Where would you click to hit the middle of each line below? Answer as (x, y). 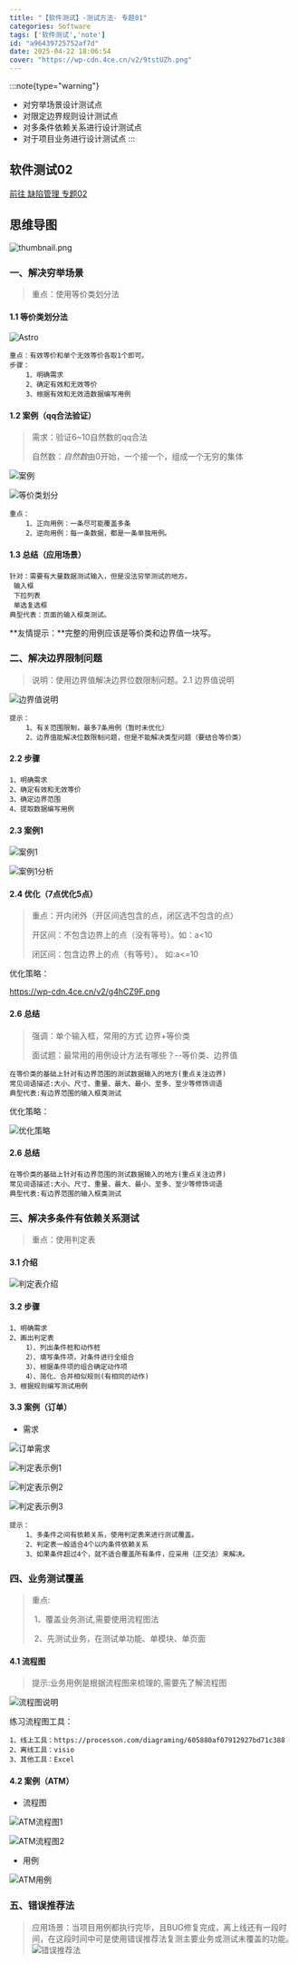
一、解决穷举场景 (47, 272)
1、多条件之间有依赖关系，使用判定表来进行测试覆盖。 (112, 1535)
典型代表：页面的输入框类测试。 (60, 615)
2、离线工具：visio (42, 1750)
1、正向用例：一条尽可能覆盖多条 (78, 524)
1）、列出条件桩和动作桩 (63, 1347)
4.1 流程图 (28, 1661)
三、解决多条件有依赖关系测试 (75, 1218)
